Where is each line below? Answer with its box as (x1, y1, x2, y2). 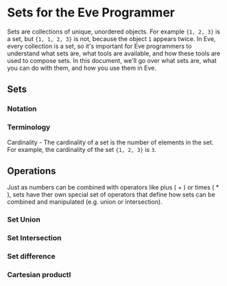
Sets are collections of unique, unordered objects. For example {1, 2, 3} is (7, 27, 221, 36)
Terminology (7, 122, 51, 132)
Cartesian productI (7, 270, 71, 280)
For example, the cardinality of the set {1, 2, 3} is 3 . (7, 145, 156, 153)
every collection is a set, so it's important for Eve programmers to (7, 42, 192, 50)
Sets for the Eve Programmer (7, 5, 175, 21)
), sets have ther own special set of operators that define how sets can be (7, 190, 216, 199)
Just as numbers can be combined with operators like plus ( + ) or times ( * (7, 183, 219, 192)
